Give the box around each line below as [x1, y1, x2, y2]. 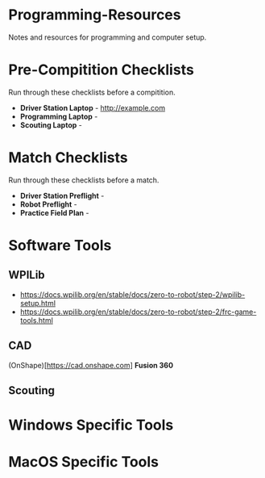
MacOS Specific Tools [8, 453, 159, 472]
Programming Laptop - [19, 111, 98, 121]
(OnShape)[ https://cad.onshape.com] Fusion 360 [8, 360, 174, 370]
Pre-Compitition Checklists [8, 61, 195, 79]
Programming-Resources [8, 6, 181, 24]
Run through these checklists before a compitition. [8, 87, 176, 97]
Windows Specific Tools [8, 416, 174, 434]
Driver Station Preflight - [19, 191, 105, 200]
